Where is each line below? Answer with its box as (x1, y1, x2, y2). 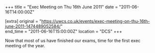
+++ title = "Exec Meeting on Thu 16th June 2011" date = (5, 4, 118, 10)
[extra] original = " (5, 19, 42, 24)
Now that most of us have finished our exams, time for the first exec (5, 38, 140, 43)
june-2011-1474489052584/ (5, 23, 61, 29)
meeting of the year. (5, 43, 46, 48)
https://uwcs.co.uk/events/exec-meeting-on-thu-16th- (41, 19, 150, 24)
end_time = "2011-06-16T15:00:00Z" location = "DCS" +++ (5, 29, 123, 34)
